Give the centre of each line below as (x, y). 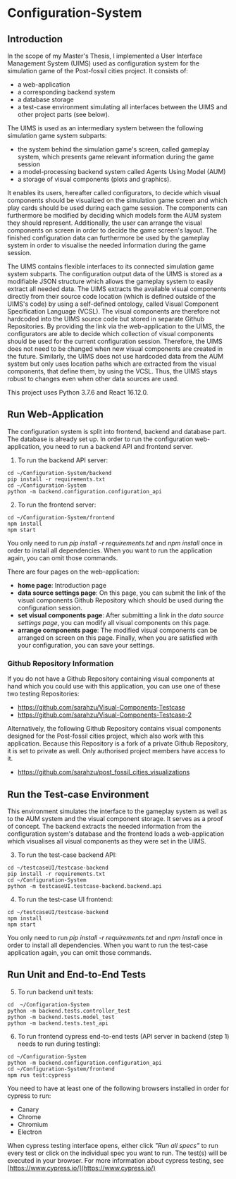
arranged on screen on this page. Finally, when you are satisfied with (118, 637)
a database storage (45, 99)
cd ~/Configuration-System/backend (60, 473)
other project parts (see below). (63, 115)
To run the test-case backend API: (67, 855)
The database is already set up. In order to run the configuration (100, 439)
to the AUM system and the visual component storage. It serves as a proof (115, 818)
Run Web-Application (56, 415)
